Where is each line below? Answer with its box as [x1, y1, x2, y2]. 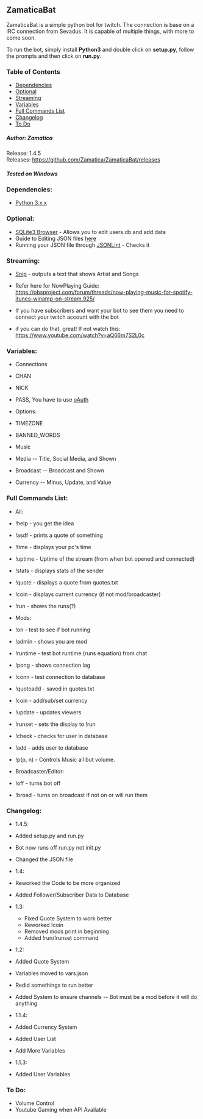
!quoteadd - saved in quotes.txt [15, 685, 94, 692]
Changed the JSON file [15, 856, 73, 863]
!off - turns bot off [15, 780, 61, 787]
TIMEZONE [15, 420, 43, 427]
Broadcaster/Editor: [15, 767, 65, 775]
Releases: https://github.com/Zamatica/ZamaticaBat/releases [6, 156, 160, 163]
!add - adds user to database [15, 744, 88, 751]
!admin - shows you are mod [15, 638, 87, 645]
